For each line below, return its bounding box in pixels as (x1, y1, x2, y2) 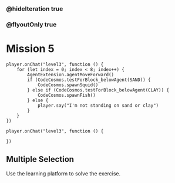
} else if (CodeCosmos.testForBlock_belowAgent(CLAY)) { (27, 87, 169, 93)
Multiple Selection (6, 154, 75, 164)
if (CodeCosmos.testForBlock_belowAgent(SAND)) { (27, 77, 151, 83)
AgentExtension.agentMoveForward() (27, 72, 115, 77)
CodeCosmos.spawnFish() (37, 92, 96, 98)
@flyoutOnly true (6, 20, 57, 28)
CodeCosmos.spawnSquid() (37, 82, 99, 88)
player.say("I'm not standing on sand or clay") (37, 102, 159, 109)
